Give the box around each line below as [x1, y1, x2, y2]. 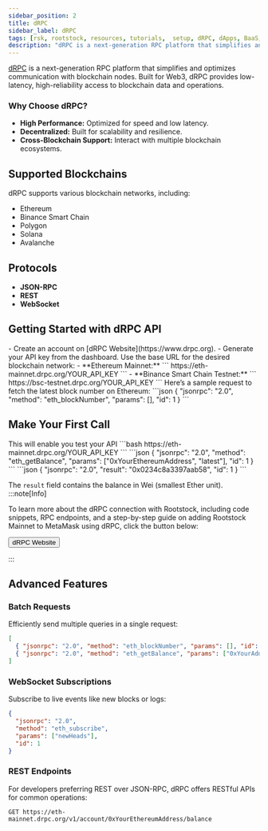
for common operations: [8, 793, 88, 802]
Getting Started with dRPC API [8, 322, 162, 336]
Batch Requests [8, 601, 71, 612]
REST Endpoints [8, 765, 72, 777]
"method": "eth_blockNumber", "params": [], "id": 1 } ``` [8, 394, 190, 404]
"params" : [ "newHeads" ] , [15, 732, 98, 740]
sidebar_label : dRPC [8, 26, 77, 34]
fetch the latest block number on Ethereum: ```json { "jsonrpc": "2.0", [8, 386, 234, 396]
